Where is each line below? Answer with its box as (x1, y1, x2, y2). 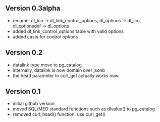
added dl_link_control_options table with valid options (12, 28, 124, 34)
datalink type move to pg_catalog (12, 62, 82, 68)
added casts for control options (12, 33, 78, 39)
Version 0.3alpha (5, 4, 61, 13)
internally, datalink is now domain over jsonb (12, 67, 105, 73)
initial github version (12, 101, 55, 107)
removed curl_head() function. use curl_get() (12, 111, 106, 117)
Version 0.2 (5, 48, 43, 57)
